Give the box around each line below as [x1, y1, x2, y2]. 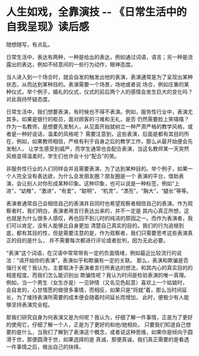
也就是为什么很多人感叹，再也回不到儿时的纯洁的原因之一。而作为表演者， [6, 214, 188, 222]
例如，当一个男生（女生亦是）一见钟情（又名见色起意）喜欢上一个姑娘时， [6, 279, 188, 286]
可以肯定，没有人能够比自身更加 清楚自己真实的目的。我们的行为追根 [11, 222, 179, 229]
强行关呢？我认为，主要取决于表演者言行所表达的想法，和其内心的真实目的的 [6, 264, 193, 271]
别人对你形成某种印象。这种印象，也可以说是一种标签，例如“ [26, 180, 175, 187]
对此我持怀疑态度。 [6, 95, 53, 102]
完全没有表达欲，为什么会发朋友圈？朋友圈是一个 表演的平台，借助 [16, 172, 179, 179]
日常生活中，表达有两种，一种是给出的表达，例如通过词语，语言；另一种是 [6, 53, 188, 60]
